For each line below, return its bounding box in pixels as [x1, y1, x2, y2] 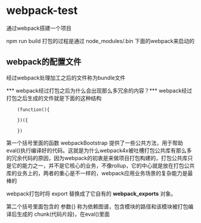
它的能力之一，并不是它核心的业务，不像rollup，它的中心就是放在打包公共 [11, 162, 195, 169]
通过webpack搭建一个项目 [6, 24, 72, 32]
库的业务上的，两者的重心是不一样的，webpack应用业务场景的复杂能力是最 [6, 169, 193, 176]
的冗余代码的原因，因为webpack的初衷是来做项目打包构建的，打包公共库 [6, 154, 188, 161]
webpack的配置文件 [6, 57, 81, 67]
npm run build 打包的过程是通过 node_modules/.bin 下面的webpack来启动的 [6, 37, 195, 44]
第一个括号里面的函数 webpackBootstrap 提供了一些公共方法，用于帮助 [6, 139, 183, 146]
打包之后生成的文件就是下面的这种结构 [6, 95, 101, 102]
